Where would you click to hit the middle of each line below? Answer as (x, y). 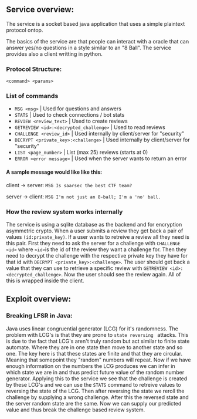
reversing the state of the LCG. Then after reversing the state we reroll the (95, 391)
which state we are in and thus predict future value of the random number (95, 372)
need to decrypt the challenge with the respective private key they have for (97, 255)
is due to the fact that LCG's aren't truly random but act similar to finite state (98, 341)
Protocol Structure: (34, 69)
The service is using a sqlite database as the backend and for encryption (94, 224)
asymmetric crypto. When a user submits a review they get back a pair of (95, 231)
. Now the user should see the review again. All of (121, 274)
